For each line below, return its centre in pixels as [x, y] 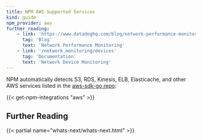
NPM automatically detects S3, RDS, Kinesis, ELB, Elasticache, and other [96, 79]
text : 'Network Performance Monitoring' [73, 46]
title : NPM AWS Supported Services [51, 12]
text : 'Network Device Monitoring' [67, 62]
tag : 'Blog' [37, 40]
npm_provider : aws [29, 23]
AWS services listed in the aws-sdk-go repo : [61, 85]
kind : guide [21, 17]
